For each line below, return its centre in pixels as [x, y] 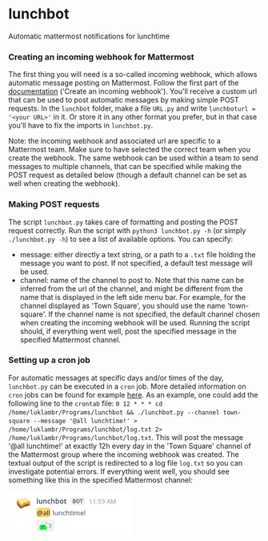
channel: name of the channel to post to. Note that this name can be [132, 280]
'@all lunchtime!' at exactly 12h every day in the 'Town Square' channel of [130, 446]
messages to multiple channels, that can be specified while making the [125, 167]
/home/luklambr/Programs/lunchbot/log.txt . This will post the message [126, 437]
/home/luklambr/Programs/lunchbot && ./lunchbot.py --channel [114, 412]
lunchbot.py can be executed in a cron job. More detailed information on [127, 386]
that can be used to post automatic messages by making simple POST [124, 100]
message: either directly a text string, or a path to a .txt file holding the [138, 254]
